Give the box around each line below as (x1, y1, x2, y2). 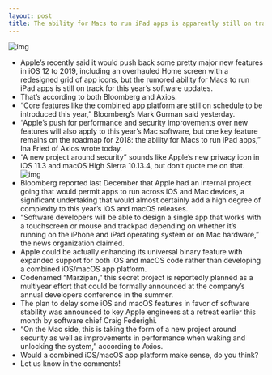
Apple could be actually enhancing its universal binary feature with (19, 246, 243, 256)
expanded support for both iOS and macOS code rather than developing (19, 255, 261, 265)
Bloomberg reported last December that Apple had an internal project (19, 177, 252, 187)
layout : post (8, 11, 53, 20)
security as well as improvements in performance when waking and (19, 333, 246, 343)
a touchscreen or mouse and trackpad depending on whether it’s (19, 220, 237, 231)
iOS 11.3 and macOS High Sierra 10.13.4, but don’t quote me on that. (19, 160, 245, 170)
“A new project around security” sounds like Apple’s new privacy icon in (19, 151, 260, 162)
